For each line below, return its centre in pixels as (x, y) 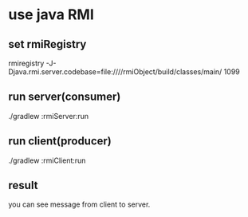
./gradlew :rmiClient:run (47, 160)
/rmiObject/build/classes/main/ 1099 (181, 72)
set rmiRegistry (47, 44)
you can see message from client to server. (79, 204)
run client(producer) (60, 141)
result (23, 185)
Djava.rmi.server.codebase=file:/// (65, 72)
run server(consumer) (65, 97)
